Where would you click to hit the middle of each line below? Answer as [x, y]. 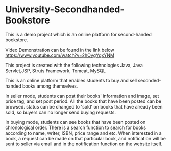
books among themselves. [50, 86]
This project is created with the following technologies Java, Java [74, 65]
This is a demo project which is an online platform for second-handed [79, 34]
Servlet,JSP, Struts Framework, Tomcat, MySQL [56, 71]
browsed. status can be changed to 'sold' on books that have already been [84, 106]
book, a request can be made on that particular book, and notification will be [86, 138]
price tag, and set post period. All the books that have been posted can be [83, 101]
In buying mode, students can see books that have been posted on [76, 122]
